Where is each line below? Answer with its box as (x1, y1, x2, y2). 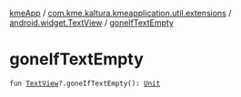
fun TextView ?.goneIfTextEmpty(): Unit (9, 79, 161, 88)
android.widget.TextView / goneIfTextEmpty (9, 17, 175, 28)
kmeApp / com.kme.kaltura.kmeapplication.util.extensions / (9, 8, 232, 18)
